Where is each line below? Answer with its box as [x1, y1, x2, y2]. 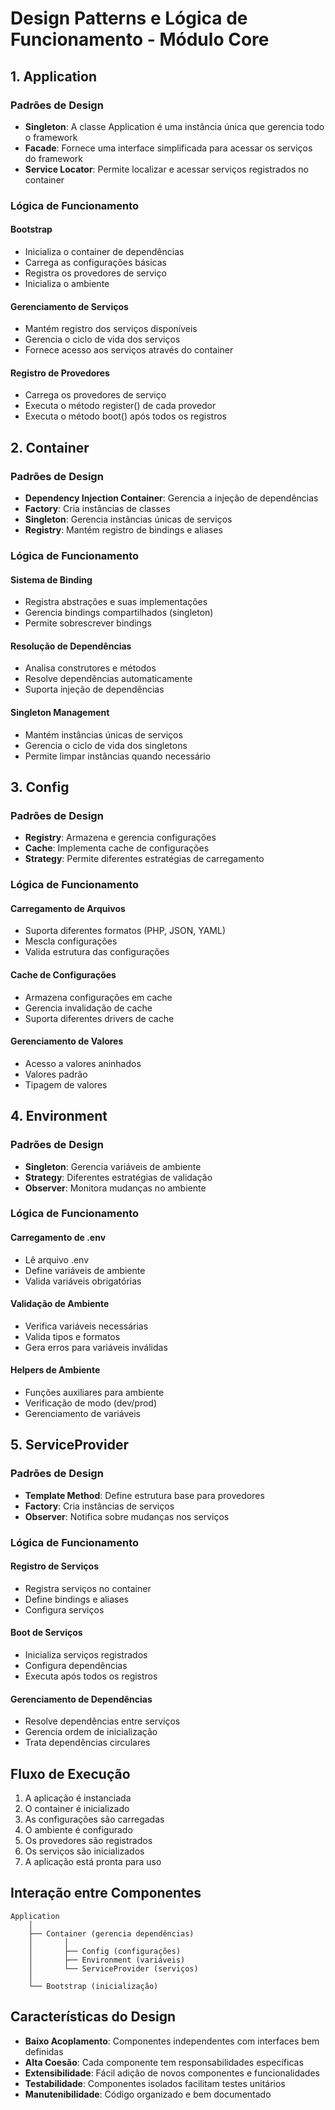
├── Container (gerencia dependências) [28, 1928, 195, 1939]
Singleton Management [10, 707, 110, 719]
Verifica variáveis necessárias [24, 1320, 149, 1332]
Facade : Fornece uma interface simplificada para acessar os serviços [24, 142, 313, 154]
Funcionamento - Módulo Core [10, 28, 270, 51]
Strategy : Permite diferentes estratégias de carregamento [24, 853, 265, 865]
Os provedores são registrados [24, 1835, 153, 1847]
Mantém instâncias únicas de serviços [24, 728, 183, 741]
